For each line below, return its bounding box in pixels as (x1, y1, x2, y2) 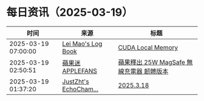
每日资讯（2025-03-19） (6, 5, 133, 19)
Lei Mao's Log (62, 39, 103, 48)
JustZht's (62, 77, 89, 85)
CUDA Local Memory (118, 43, 178, 51)
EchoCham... (62, 85, 99, 93)
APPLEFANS (62, 67, 97, 75)
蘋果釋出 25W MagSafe (118, 58, 185, 67)
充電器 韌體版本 (124, 67, 169, 76)
